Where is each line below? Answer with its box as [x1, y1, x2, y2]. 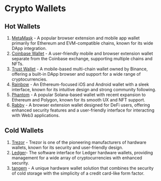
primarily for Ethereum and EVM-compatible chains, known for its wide [11, 40, 153, 46]
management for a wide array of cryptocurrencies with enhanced [11, 155, 143, 161]
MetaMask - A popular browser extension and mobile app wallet [11, 35, 140, 41]
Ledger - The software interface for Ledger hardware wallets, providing [11, 149, 153, 155]
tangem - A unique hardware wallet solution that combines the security [11, 165, 154, 171]
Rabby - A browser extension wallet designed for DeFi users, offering [11, 102, 150, 108]
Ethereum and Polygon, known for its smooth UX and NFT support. [11, 97, 145, 102]
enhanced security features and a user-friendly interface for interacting [11, 107, 155, 113]
